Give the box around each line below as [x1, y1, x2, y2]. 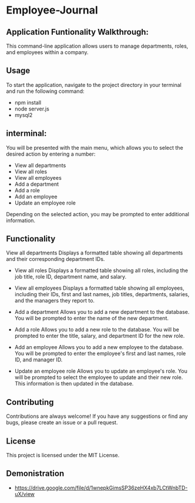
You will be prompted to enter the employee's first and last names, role [14, 350, 186, 357]
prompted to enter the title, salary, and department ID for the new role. [14, 333, 185, 340]
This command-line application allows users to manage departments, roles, [6, 42, 189, 49]
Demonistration [6, 468, 65, 479]
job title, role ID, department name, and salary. [14, 273, 127, 280]
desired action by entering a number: [6, 150, 96, 157]
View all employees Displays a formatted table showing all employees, [14, 284, 184, 291]
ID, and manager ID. [14, 356, 63, 363]
